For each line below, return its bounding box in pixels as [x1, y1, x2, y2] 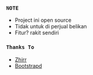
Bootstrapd [14, 62, 43, 69]
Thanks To [6, 44, 34, 51]
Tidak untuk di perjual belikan [14, 23, 87, 30]
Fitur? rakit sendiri [14, 29, 59, 37]
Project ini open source [14, 17, 72, 24]
